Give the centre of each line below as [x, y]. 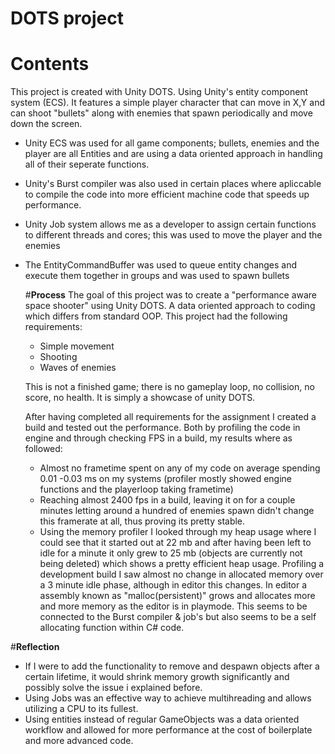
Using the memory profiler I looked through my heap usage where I [178, 532]
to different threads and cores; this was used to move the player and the [173, 235]
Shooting [58, 357]
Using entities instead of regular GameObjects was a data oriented [162, 719]
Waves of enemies [78, 368]
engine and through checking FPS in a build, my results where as [158, 438]
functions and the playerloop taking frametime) [136, 489]
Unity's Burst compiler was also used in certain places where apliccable [173, 184]
